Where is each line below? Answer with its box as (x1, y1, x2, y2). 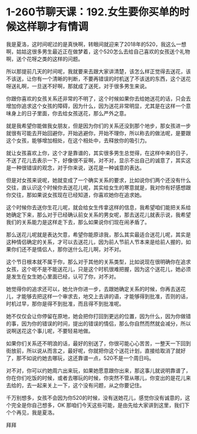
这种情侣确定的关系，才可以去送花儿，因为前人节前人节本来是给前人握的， (6, 238, 186, 245)
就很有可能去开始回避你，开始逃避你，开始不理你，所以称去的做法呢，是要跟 (6, 129, 191, 136)
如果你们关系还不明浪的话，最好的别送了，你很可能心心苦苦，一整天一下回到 (6, 339, 191, 347)
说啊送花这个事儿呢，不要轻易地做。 (6, 327, 94, 334)
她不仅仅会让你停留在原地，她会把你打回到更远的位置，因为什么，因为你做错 (6, 312, 191, 319)
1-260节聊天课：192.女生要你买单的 (6, 5, 180, 19)
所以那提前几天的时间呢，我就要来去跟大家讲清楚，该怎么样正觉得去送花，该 (6, 68, 191, 75)
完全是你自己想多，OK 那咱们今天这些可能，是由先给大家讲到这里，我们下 (11, 401, 190, 409)
